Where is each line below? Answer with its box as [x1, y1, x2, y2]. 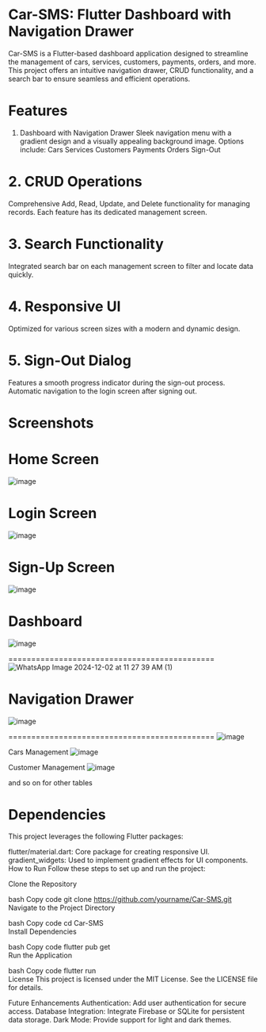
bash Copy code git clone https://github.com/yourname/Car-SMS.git [8, 895, 232, 904]
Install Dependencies [8, 926, 77, 937]
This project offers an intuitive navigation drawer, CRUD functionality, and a [8, 65, 254, 75]
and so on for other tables [8, 777, 93, 787]
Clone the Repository [8, 879, 78, 889]
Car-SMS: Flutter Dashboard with [8, 6, 232, 24]
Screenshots [8, 414, 94, 432]
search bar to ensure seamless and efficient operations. [8, 74, 191, 83]
